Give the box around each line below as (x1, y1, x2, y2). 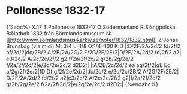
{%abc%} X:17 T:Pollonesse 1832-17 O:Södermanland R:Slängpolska (6, 23, 176, 31)
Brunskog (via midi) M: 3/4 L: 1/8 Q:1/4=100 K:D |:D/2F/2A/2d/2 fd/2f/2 (6, 43, 181, 50)
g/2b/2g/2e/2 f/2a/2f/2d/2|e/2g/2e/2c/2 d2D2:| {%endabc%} (6, 80, 159, 87)
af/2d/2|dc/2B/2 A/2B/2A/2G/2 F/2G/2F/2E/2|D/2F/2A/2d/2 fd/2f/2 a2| (6, 48, 182, 56)
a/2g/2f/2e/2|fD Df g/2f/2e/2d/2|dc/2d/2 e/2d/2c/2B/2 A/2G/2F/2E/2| (6, 68, 179, 75)
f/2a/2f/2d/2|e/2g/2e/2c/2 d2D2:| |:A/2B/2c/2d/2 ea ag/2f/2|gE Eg (6, 61, 171, 69)
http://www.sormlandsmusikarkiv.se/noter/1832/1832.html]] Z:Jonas (10, 36, 179, 43)
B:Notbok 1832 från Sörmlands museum (6, 29, 105, 37)
